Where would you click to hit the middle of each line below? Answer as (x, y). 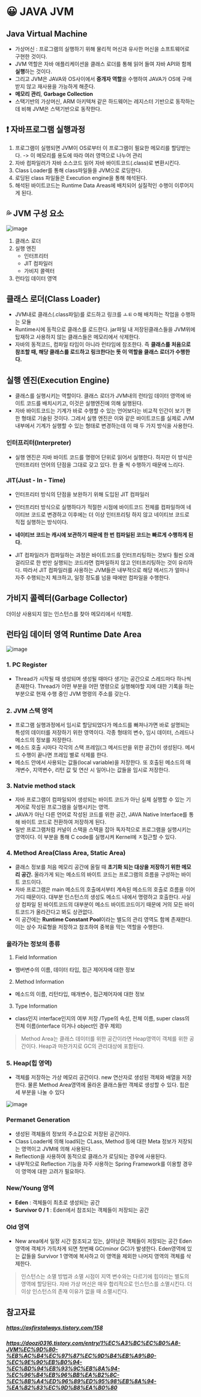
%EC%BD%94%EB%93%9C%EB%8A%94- (63, 1368)
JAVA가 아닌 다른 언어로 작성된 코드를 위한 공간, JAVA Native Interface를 (101, 815)
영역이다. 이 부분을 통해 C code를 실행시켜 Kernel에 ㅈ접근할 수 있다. (96, 837)
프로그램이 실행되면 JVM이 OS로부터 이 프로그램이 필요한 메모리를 (92, 148)
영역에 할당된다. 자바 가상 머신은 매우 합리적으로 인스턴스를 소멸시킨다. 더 (106, 1284)
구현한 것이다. (31, 56)
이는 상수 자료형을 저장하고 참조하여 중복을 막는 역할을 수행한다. (89, 927)
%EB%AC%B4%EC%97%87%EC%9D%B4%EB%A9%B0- (82, 1356)
